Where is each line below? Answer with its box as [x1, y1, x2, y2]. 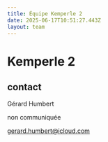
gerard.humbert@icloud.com [7, 127, 91, 135]
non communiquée [7, 113, 61, 122]
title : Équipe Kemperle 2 [7, 10, 82, 17]
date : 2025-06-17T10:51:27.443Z [7, 17, 101, 24]
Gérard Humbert [7, 99, 54, 108]
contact [7, 81, 42, 93]
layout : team [7, 23, 45, 30]
